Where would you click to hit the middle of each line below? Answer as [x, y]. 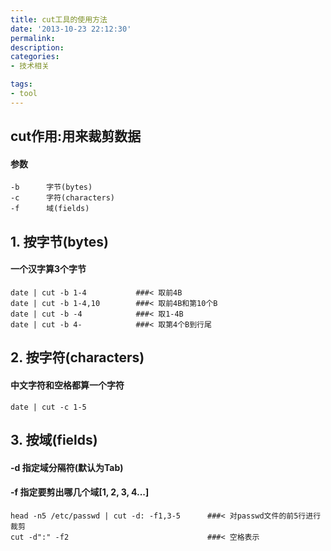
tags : [21, 84]
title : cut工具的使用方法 [59, 19]
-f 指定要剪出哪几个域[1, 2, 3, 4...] [80, 492]
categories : [35, 57]
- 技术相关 [30, 66]
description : [37, 47]
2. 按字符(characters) [77, 357]
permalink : [33, 38]
